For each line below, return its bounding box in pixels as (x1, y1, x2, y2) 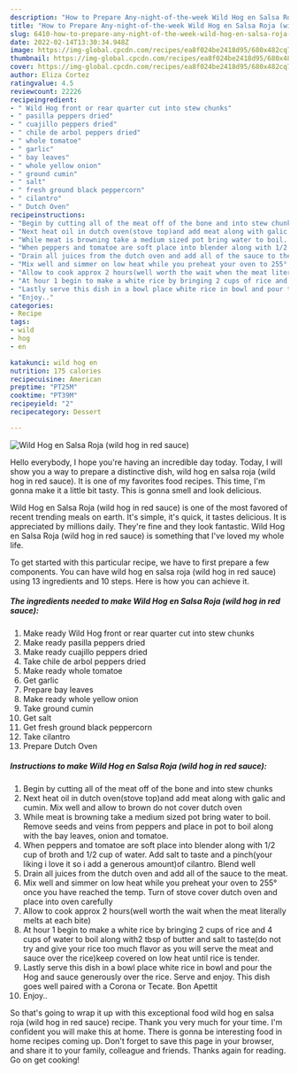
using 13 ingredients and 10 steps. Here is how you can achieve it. (10, 576, 250, 586)
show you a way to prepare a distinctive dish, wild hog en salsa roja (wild (10, 466, 276, 476)
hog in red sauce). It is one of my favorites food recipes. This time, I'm (10, 475, 266, 486)
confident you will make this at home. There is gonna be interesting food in (10, 1026, 282, 1037)
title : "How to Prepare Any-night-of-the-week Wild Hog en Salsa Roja (10, 21, 276, 30)
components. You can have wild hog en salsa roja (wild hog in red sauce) (10, 566, 277, 576)
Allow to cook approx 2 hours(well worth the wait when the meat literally (22, 905, 287, 916)
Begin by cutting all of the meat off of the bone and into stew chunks (22, 783, 273, 793)
